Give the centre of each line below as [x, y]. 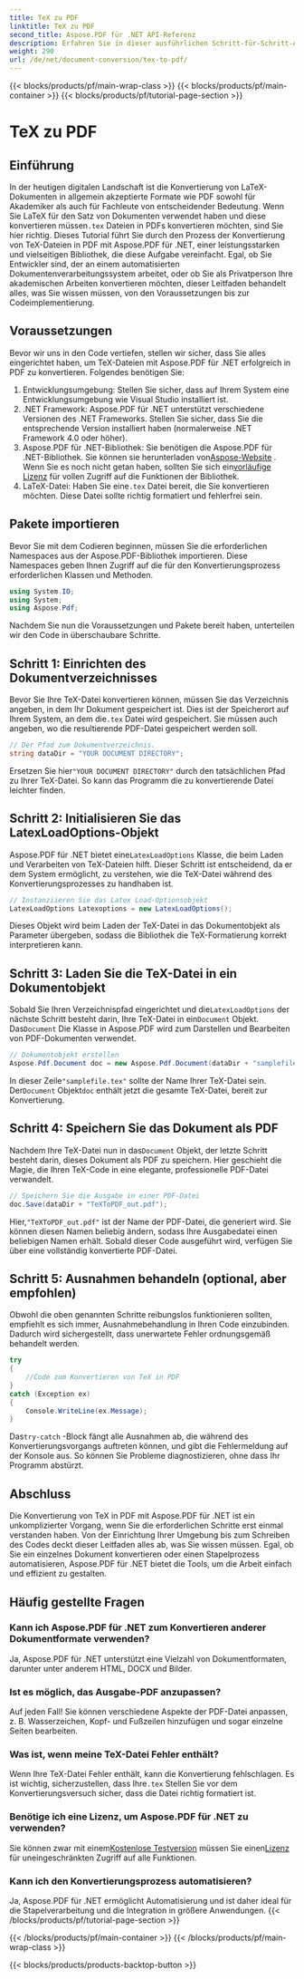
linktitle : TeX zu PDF [52, 26]
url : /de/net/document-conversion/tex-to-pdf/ [99, 60]
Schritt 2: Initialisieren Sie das [95, 819]
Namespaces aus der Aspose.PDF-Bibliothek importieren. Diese [128, 555]
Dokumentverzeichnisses [84, 677]
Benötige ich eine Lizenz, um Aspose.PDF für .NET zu [129, 1817]
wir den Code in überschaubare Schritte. [85, 635]
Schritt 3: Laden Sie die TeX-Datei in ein [123, 974]
